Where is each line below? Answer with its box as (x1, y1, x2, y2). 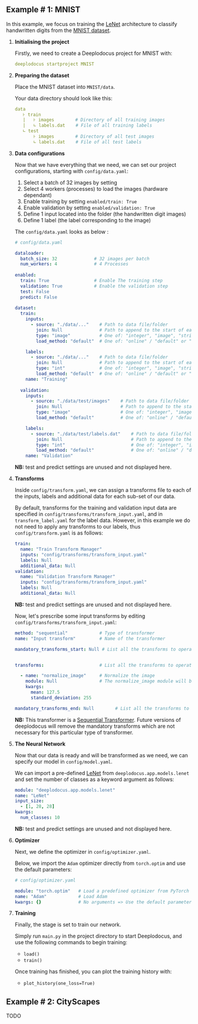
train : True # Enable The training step (20, 278, 163, 284)
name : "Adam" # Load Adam (14, 893, 108, 899)
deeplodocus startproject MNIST (14, 61, 94, 67)
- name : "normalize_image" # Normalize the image (20, 673, 155, 679)
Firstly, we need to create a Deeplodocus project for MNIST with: (14, 50, 173, 57)
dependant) (23, 192, 52, 199)
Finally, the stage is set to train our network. (14, 921, 121, 928)
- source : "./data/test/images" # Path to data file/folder (30, 398, 190, 404)
